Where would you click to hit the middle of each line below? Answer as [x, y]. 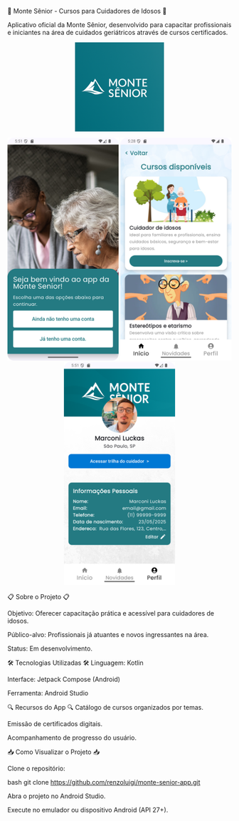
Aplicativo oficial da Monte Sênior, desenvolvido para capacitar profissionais [119, 25]
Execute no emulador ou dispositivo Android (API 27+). [88, 810]
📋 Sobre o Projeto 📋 [38, 597]
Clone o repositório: [36, 768]
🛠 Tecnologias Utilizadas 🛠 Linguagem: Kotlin [75, 663]
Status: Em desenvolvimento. [50, 648]
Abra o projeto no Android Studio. [57, 796]
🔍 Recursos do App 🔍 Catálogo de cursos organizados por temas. [106, 707]
